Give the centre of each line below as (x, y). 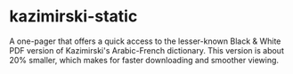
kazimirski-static (73, 16)
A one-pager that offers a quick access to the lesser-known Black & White (145, 41)
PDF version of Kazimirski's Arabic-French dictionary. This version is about (147, 50)
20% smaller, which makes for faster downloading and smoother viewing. (144, 60)
